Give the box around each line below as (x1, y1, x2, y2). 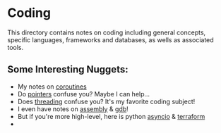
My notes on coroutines (17, 82, 87, 91)
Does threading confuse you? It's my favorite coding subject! (17, 97, 196, 106)
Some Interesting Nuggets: (7, 63, 129, 75)
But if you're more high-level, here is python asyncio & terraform (17, 112, 205, 120)
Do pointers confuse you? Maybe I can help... (17, 89, 150, 98)
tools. (7, 43, 24, 51)
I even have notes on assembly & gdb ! (17, 104, 129, 113)
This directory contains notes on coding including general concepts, (7, 28, 206, 37)
